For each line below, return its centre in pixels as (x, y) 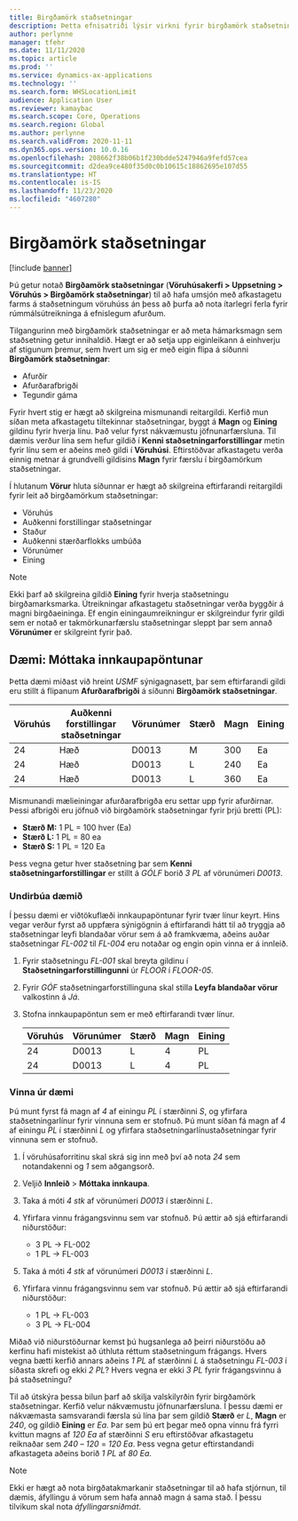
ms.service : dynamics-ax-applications (81, 76)
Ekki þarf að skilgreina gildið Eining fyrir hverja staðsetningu (119, 594)
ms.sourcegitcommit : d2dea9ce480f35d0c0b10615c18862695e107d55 (129, 166)
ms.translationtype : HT (53, 174)
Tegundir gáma (50, 394)
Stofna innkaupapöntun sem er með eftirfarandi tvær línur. (128, 1014)
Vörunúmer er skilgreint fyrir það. (71, 632)
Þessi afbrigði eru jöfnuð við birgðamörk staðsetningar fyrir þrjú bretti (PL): (145, 810)
